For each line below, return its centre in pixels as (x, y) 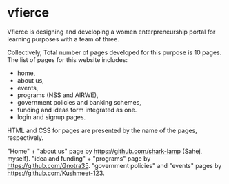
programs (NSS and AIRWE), (58, 95)
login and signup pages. (51, 117)
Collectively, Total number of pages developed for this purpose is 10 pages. (114, 52)
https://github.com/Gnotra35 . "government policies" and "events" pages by (114, 165)
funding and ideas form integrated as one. (77, 110)
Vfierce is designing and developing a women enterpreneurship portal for (111, 32)
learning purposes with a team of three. (63, 39)
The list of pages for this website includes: (67, 59)
